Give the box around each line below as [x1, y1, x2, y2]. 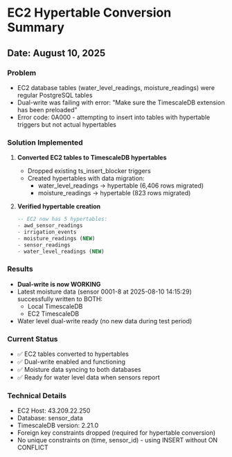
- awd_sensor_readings [17, 222, 83, 229]
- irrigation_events [17, 228, 77, 235]
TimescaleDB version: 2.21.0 [17, 421, 99, 430]
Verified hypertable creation [17, 202, 101, 210]
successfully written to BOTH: [17, 294, 102, 303]
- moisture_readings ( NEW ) [17, 235, 96, 242]
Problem [7, 68, 37, 78]
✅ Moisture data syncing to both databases [17, 366, 141, 374]
